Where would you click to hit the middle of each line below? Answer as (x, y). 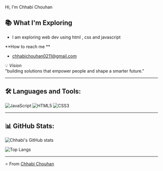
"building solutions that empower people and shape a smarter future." (75, 71)
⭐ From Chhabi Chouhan (30, 164)
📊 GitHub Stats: (30, 126)
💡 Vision (13, 65)
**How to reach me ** (28, 46)
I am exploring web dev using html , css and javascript (66, 37)
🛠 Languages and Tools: (43, 91)
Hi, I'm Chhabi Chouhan (29, 7)
